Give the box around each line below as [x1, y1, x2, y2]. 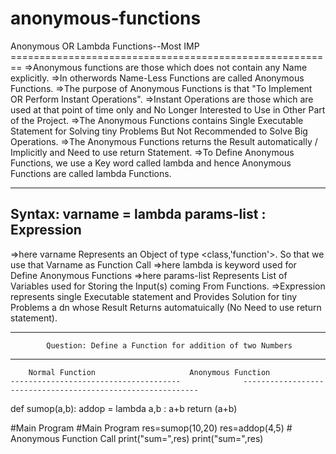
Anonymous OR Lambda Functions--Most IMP [10, 40, 200, 52]
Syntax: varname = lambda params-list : [10, 206, 267, 223]
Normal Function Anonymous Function [28, 367, 271, 377]
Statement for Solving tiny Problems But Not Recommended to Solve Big [10, 125, 308, 137]
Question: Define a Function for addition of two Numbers [46, 340, 293, 351]
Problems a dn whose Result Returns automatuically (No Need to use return [10, 301, 322, 313]
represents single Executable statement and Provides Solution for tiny [10, 290, 298, 302]
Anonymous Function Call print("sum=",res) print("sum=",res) [10, 432, 264, 444]
